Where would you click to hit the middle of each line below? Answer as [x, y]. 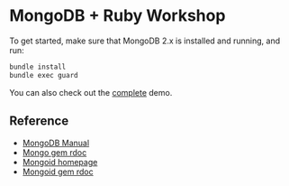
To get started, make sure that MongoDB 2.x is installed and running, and [145, 41]
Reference [39, 121]
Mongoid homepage [60, 162]
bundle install [38, 67]
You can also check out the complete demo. [91, 92]
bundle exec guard [44, 75]
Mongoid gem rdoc [58, 172]
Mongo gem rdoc [54, 152]
